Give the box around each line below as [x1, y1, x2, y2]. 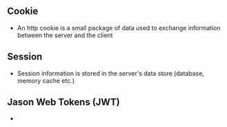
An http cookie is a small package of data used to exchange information [17, 23, 221, 32]
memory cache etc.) [17, 76, 75, 84]
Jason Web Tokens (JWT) [7, 96, 120, 108]
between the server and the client [17, 31, 113, 39]
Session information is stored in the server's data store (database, [17, 69, 204, 78]
